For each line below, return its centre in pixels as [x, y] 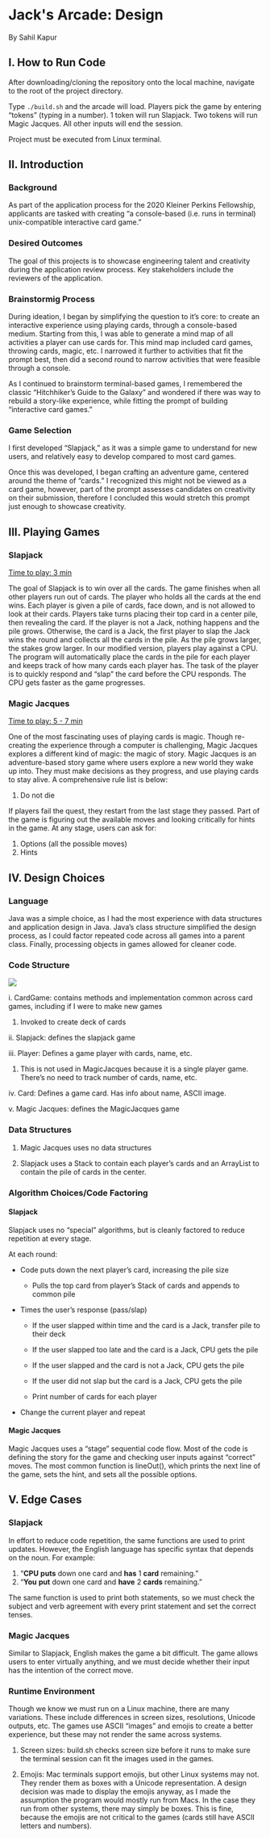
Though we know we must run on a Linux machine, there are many [119, 1709]
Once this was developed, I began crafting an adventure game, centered [129, 472]
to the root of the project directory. [66, 90]
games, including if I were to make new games [85, 1007]
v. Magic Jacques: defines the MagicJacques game [94, 1109]
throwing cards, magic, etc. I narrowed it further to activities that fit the [126, 351]
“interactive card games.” [50, 410]
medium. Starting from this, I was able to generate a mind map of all [121, 334]
